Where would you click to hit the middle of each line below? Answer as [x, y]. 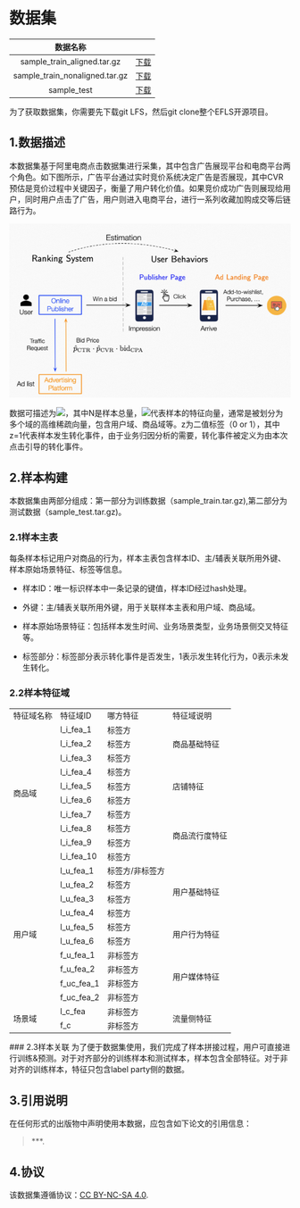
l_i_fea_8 [76, 828]
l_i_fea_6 [76, 800]
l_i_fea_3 [76, 758]
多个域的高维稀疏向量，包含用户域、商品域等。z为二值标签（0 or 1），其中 [145, 424]
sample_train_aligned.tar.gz [71, 62]
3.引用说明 [39, 1100]
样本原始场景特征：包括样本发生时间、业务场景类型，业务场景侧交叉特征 [155, 627]
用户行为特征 [196, 934]
